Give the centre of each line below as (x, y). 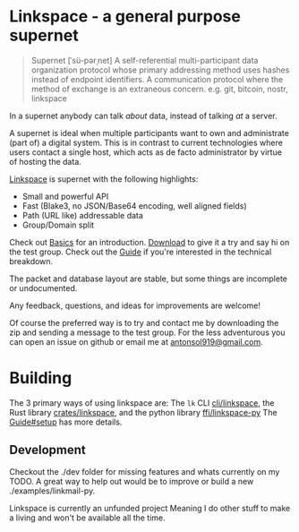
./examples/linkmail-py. (52, 491)
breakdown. (31, 261)
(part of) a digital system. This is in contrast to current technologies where (146, 142)
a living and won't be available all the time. (87, 518)
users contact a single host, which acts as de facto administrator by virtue (145, 152)
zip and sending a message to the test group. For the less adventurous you (147, 332)
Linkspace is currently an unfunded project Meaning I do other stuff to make (150, 508)
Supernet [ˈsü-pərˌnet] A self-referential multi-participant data (145, 60)
